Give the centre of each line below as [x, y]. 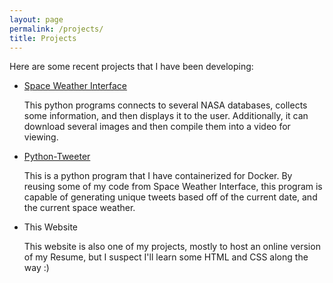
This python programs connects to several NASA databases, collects [165, 105]
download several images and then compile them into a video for [157, 127]
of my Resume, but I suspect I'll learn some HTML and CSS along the [166, 257]
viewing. [41, 137]
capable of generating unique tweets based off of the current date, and [170, 197]
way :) [36, 268]
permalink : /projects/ [56, 29]
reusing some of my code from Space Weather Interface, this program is [173, 187]
